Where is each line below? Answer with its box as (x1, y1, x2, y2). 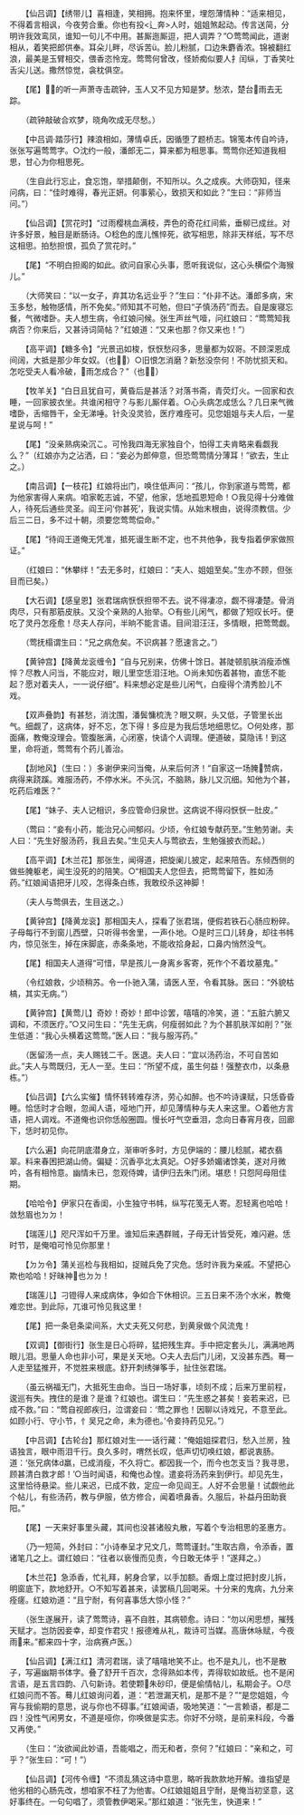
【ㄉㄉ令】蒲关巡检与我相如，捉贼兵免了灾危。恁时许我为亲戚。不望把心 (24, 1259, 291, 1269)
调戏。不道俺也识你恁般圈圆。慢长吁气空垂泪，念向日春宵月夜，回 (40, 1114, 287, 1124)
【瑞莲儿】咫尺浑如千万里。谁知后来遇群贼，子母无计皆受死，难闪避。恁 (24, 1228, 291, 1239)
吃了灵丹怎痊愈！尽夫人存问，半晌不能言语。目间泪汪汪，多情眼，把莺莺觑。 (9, 617, 295, 628)
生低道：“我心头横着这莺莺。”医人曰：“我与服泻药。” (9, 1030, 198, 1041)
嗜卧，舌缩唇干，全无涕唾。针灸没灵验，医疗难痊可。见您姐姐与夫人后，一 (9, 408, 287, 419)
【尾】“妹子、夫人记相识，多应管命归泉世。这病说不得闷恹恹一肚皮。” (24, 805, 279, 815)
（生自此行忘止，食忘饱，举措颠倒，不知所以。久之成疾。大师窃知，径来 (24, 176, 291, 186)
